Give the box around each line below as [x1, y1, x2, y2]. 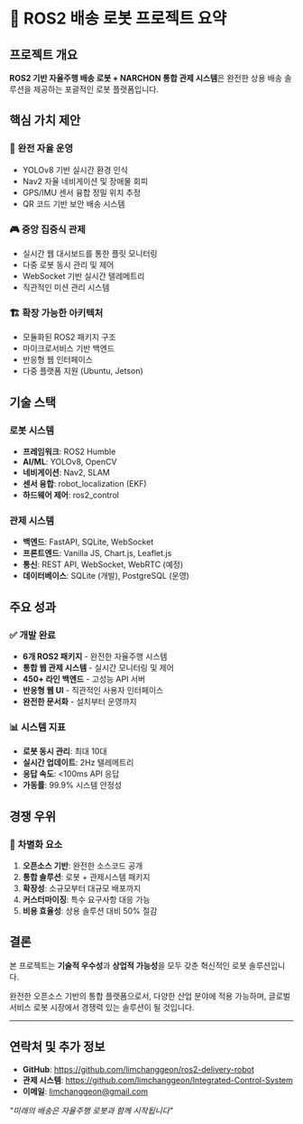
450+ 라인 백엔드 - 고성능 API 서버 [22, 673, 146, 684]
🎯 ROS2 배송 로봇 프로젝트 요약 [9, 8, 227, 29]
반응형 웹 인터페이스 [22, 354, 93, 366]
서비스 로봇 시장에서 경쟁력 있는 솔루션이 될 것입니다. [9, 1001, 195, 1012]
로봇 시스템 [9, 423, 55, 436]
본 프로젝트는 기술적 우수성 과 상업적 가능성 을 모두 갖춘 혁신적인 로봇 [9, 960, 247, 971]
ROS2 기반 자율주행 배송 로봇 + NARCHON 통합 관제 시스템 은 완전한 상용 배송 [9, 73, 282, 83]
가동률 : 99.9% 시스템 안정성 [22, 780, 122, 791]
